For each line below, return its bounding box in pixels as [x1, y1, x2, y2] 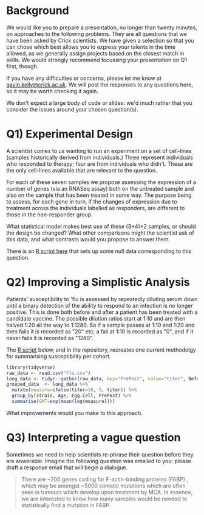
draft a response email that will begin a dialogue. [6, 464, 128, 471]
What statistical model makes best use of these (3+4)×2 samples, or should [6, 222, 196, 230]
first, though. [6, 62, 39, 70]
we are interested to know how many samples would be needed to [21, 495, 188, 502]
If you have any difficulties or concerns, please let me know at [6, 74, 162, 82]
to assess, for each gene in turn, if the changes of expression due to [6, 197, 177, 205]
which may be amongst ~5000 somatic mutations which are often [21, 482, 186, 489]
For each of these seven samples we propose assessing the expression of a [6, 178, 196, 186]
